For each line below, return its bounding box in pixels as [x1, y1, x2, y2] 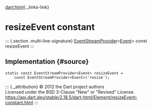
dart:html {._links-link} [5, 4, 50, 10]
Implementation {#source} [5, 57, 89, 66]
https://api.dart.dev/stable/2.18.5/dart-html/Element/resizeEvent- [5, 94, 138, 100]
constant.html [5, 99, 33, 106]
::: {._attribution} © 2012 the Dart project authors [5, 84, 104, 90]
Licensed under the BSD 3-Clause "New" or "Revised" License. [5, 89, 135, 95]
